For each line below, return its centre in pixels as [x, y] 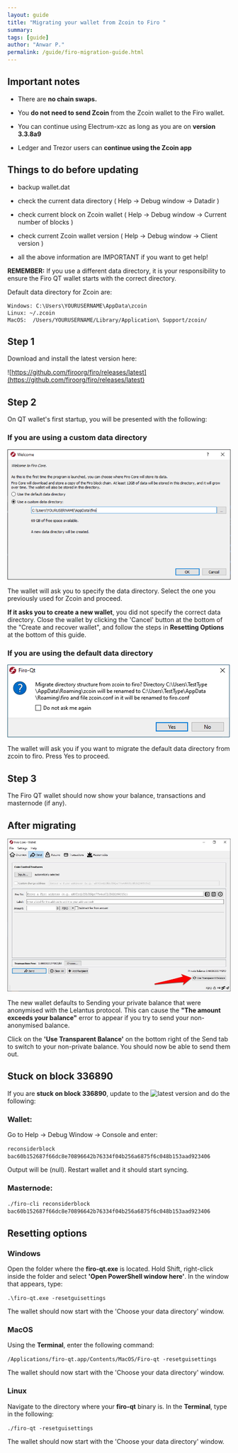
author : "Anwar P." [36, 45]
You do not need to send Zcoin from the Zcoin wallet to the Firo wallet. [121, 113]
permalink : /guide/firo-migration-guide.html [75, 52]
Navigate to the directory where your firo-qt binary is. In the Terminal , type [117, 1406]
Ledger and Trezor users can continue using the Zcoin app [105, 147]
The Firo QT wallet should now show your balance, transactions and [107, 796]
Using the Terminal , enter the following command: [81, 1345]
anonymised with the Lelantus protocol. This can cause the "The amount [114, 1010]
